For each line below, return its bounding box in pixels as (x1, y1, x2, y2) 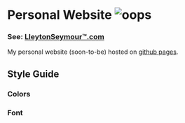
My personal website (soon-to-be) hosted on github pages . (7, 48, 179, 56)
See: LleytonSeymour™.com (7, 32, 105, 42)
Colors (7, 89, 31, 99)
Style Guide (7, 68, 60, 80)
